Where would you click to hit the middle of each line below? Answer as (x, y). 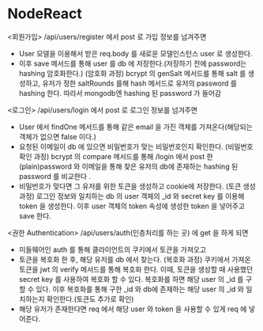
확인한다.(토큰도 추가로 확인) (90, 299)
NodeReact (45, 14)
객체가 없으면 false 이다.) (57, 136)
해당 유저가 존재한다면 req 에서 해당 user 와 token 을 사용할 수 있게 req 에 (133, 309)
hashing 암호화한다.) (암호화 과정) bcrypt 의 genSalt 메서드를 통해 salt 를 (132, 73)
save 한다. (35, 215)
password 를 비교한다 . (55, 176)
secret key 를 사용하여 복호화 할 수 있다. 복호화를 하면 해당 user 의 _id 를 (131, 279)
